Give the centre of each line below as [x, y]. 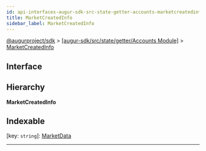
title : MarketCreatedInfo [39, 18]
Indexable [26, 121]
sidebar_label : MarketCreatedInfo [51, 23]
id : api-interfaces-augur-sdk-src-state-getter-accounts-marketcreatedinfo [105, 12]
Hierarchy [26, 87]
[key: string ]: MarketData [39, 136]
